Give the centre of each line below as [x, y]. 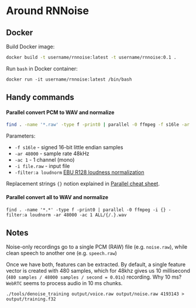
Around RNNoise [48, 11]
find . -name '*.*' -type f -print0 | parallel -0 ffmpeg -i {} [86, 210]
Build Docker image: [30, 46]
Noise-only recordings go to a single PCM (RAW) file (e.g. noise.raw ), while [97, 247]
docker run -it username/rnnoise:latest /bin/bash [69, 79]
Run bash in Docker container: [42, 68]
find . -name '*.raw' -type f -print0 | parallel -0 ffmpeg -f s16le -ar [98, 125]
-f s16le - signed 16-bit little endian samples [69, 148]
